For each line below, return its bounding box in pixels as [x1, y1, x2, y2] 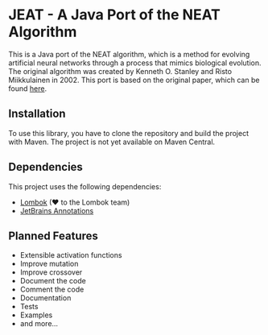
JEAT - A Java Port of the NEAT [8, 6, 221, 24]
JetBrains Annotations [19, 205, 94, 215]
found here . [8, 83, 47, 93]
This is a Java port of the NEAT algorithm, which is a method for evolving [8, 49, 250, 59]
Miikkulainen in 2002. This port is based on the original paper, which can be [8, 75, 260, 85]
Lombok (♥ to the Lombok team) [19, 197, 130, 207]
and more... [19, 319, 59, 329]
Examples [19, 310, 53, 320]
